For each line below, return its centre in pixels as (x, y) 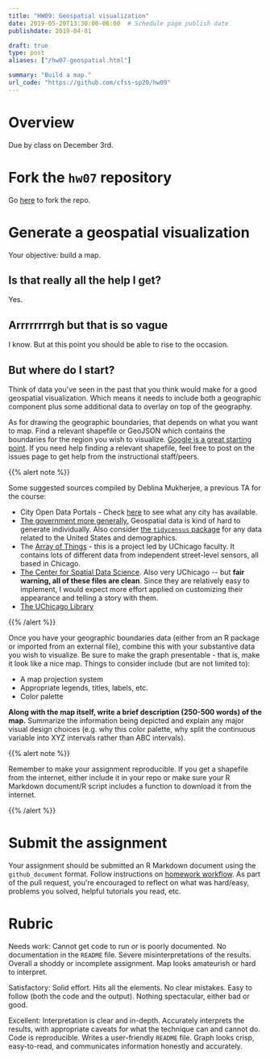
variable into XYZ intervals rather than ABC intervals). (97, 738)
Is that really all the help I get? (85, 280)
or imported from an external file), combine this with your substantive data (132, 646)
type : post (27, 53)
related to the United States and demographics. (99, 538)
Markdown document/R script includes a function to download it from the (130, 786)
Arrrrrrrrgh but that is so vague (88, 325)
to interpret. (28, 972)
